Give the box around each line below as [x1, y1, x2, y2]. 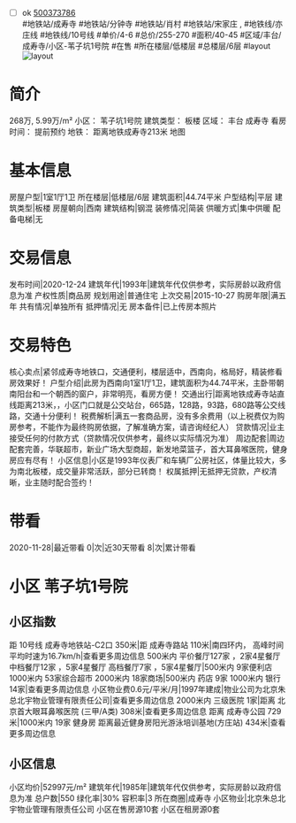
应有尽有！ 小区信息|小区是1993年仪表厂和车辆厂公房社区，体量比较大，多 [16, 455, 287, 465]
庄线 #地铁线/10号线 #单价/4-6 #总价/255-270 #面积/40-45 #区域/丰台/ [21, 30, 282, 41]
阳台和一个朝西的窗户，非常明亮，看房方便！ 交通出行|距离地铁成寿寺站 [16, 388, 277, 399]
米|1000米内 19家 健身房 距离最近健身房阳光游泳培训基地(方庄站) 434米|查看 [9, 717, 286, 727]
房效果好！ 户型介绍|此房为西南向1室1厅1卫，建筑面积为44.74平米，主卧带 [9, 377, 277, 388]
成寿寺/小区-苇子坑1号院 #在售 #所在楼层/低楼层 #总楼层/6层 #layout [21, 41, 271, 51]
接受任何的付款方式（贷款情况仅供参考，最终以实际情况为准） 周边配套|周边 [9, 433, 285, 443]
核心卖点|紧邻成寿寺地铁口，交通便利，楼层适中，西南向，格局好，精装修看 [9, 366, 283, 377]
